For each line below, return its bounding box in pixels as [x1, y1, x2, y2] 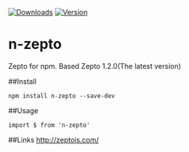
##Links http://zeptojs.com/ [8, 135, 99, 144]
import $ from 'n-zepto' [8, 121, 91, 129]
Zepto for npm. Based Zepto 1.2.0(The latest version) [8, 61, 181, 70]
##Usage [8, 105, 39, 115]
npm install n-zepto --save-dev [8, 92, 115, 100]
